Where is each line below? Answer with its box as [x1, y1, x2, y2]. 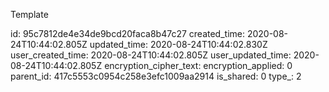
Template [10, 9, 49, 20]
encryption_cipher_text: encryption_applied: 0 [104, 60, 293, 71]
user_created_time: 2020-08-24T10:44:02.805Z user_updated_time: [10, 49, 292, 61]
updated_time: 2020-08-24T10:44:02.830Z [89, 39, 268, 50]
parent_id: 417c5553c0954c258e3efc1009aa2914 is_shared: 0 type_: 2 [10, 70, 302, 82]
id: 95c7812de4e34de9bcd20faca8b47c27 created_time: [10, 28, 245, 39]
